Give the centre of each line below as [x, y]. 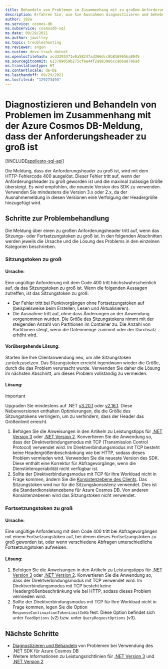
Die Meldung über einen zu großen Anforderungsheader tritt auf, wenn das [82, 231]
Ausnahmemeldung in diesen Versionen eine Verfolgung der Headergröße [81, 197]
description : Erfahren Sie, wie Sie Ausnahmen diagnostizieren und [77, 15]
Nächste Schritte [32, 634]
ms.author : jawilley [27, 38]
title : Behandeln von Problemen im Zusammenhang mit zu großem [72, 10]
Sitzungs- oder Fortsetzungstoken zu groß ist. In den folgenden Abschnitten [84, 236]
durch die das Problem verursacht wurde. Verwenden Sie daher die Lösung [83, 368]
